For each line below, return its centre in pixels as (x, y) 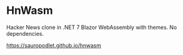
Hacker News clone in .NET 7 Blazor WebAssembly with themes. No (91, 27)
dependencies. (25, 33)
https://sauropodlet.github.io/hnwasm (54, 45)
